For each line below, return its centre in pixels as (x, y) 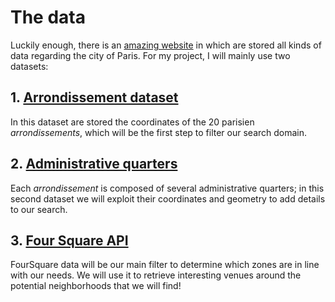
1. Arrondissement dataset (94, 97)
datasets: (29, 66)
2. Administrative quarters (94, 164)
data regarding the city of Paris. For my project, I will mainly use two (150, 55)
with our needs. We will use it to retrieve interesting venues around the (156, 275)
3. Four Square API (69, 240)
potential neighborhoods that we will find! (96, 286)
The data (48, 17)
